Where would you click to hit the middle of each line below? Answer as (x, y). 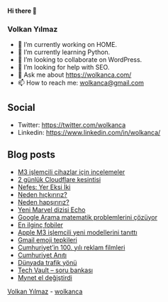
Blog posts (31, 155)
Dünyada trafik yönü (47, 262)
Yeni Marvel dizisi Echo (51, 210)
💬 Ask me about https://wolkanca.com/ (74, 75)
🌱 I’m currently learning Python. (64, 52)
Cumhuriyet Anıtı (42, 255)
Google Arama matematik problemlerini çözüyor (88, 217)
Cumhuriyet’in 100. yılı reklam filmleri (71, 247)
